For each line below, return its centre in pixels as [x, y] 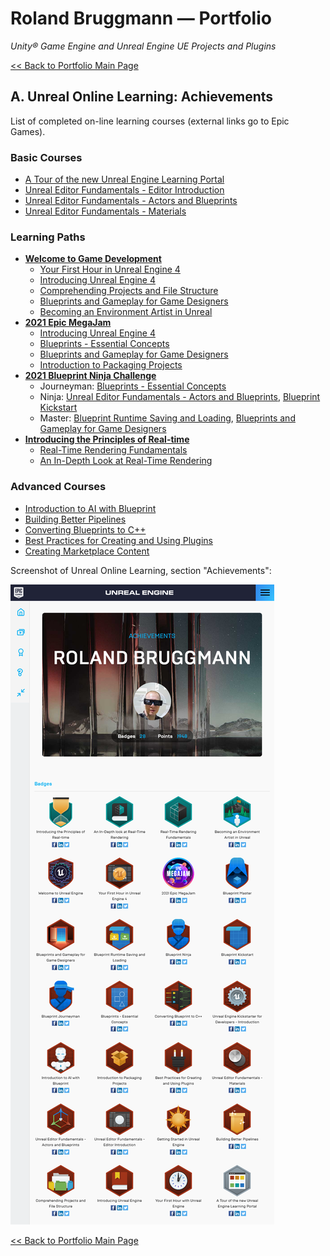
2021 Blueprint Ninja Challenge [90, 376]
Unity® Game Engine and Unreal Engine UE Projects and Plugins [143, 46]
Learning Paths [48, 237]
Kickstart [58, 408]
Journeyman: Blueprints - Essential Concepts [133, 386]
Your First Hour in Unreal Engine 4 [110, 269]
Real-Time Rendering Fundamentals [113, 450]
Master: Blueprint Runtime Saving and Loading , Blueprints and [167, 418]
